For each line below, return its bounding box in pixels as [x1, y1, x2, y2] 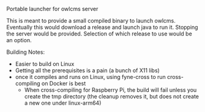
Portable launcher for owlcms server [6, 6, 99, 12]
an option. [6, 37, 32, 43]
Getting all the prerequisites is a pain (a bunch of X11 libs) [15, 67, 160, 74]
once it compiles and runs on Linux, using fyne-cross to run [15, 73, 166, 80]
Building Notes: [6, 48, 45, 56]
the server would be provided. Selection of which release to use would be [6, 30, 193, 37]
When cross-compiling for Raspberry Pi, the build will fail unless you [24, 86, 197, 94]
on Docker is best [41, 80, 86, 87]
